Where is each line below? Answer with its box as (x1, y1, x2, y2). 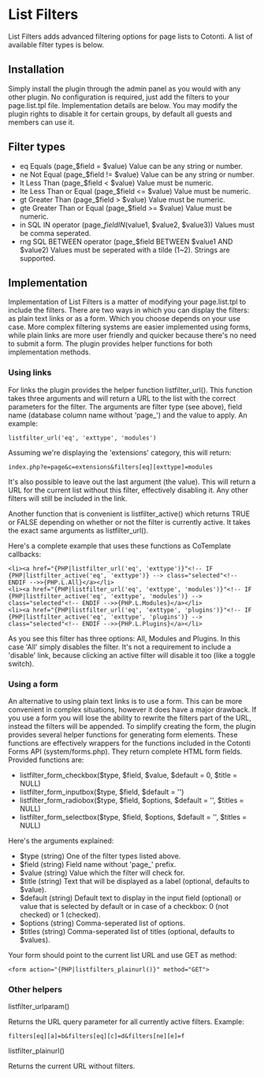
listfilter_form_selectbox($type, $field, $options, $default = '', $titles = (19, 812, 247, 821)
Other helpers (8, 984, 63, 995)
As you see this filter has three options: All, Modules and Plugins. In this (8, 634, 240, 643)
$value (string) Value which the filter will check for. (19, 868, 185, 877)
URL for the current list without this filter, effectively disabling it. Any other (8, 485, 248, 495)
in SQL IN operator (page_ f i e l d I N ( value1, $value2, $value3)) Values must (19, 219, 255, 230)
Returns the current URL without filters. (8, 1061, 136, 1071)
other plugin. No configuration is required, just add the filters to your (8, 92, 230, 102)
